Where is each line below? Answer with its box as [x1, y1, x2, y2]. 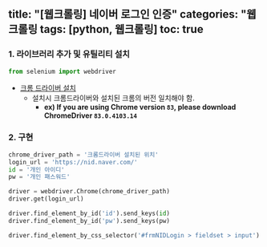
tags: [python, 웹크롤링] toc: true [39, 22, 204, 36]
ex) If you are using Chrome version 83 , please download [43, 102, 237, 111]
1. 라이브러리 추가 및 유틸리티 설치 [8, 49, 131, 60]
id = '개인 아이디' [8, 165, 66, 174]
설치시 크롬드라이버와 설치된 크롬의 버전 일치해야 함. [31, 93, 195, 103]
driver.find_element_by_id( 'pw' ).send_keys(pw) [8, 217, 171, 225]
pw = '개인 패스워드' [8, 173, 71, 181]
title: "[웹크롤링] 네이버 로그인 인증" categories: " [8, 7, 247, 22]
